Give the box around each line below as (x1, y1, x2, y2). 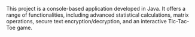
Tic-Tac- (168, 18, 190, 24)
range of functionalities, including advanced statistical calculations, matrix (6, 11, 189, 18)
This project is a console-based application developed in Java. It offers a (6, 5, 186, 12)
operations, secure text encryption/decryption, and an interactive (6, 18, 167, 24)
